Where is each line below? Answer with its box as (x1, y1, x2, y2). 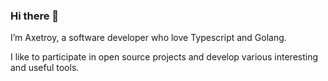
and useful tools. (10, 62, 80, 74)
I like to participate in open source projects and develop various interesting (10, 51, 319, 63)
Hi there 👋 (10, 9, 60, 23)
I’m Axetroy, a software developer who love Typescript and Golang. (10, 32, 287, 44)
